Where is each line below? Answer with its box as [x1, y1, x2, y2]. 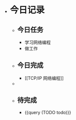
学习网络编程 [24, 40, 51, 45]
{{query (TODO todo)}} [24, 109, 72, 115]
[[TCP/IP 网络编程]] [24, 75, 64, 81]
